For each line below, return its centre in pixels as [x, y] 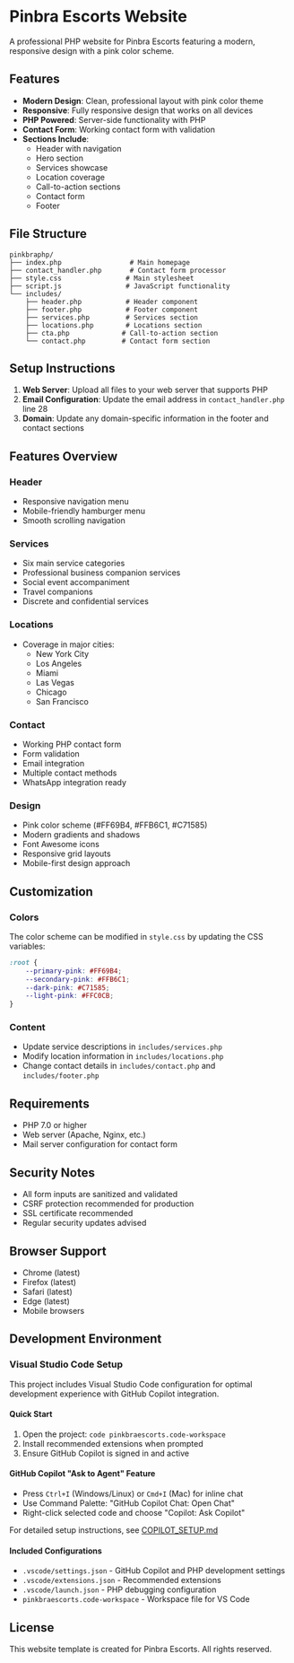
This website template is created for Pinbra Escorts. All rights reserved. [141, 1650]
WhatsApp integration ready [74, 782]
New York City [62, 653]
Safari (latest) [48, 1291]
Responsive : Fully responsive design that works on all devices [138, 110]
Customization [52, 892]
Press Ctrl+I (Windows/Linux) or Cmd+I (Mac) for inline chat [133, 1494]
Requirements [49, 1103]
